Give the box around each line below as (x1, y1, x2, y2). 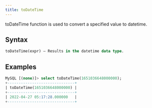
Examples (5, 62, 36, 71)
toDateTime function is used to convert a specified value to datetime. (5, 21, 147, 27)
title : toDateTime (5, 7, 43, 12)
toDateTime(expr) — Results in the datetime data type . (5, 48, 124, 54)
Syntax (5, 35, 28, 44)
